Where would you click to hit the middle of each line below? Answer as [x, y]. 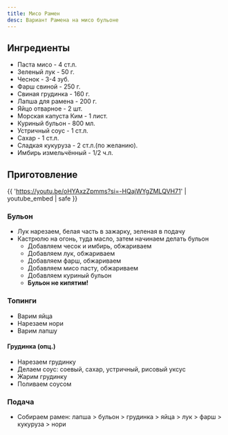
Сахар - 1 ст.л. [38, 138]
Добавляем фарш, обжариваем [74, 261]
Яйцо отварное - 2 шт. [50, 109]
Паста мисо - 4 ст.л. [47, 65]
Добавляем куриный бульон [69, 276]
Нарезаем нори [40, 323]
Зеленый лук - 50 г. [46, 72]
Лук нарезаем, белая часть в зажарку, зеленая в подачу [101, 232]
